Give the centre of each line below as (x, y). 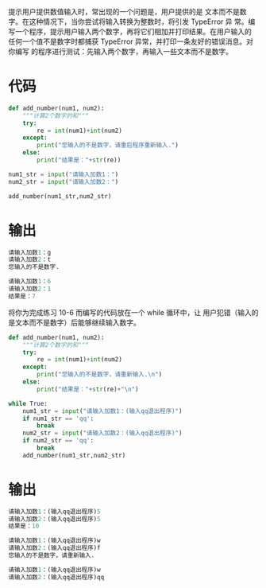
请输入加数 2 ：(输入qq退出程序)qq (56, 577)
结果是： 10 (24, 526)
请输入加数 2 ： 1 (30, 289)
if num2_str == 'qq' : (58, 441)
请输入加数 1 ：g (30, 252)
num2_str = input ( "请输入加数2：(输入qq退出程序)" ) (102, 433)
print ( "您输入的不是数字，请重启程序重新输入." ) (108, 146)
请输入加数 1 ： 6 (30, 282)
